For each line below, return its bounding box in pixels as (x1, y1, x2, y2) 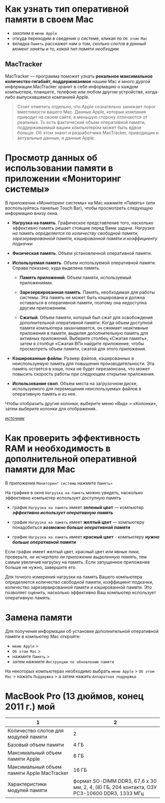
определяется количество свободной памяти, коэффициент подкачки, (5, 579, 154, 585)
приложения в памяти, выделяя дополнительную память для (19, 330, 148, 336)
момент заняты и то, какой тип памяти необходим (12, 46, 119, 52)
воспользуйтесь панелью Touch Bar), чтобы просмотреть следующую (5, 205, 153, 211)
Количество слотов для (7, 727, 64, 734)
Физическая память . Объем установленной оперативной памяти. (12, 250, 152, 256)
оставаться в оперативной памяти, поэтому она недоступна (19, 299, 147, 305)
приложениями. (19, 279, 53, 286)
